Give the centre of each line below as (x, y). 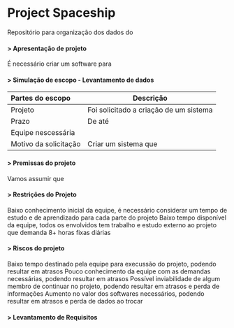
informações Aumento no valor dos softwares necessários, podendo (106, 293)
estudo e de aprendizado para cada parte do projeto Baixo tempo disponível (117, 218)
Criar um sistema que (122, 144)
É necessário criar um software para (59, 64)
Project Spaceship (61, 13)
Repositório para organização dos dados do (70, 32)
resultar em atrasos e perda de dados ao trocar (75, 301)
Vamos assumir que (36, 178)
